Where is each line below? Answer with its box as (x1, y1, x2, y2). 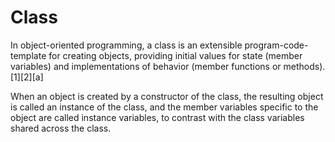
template (10, 49, 47, 61)
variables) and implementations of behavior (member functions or (10, 60, 282, 72)
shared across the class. (10, 122, 112, 134)
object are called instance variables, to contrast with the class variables (10, 111, 305, 123)
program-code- (244, 39, 309, 51)
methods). (283, 60, 326, 72)
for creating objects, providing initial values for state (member (48, 49, 303, 61)
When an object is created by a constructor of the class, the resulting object (10, 90, 324, 102)
